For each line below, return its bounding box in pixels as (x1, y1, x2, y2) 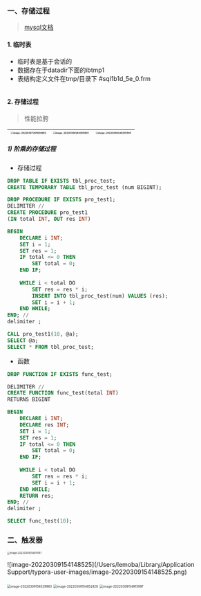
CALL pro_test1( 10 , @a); (7, 331, 79, 338)
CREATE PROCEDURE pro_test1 (7, 209, 88, 216)
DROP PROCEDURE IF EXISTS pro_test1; (7, 196, 116, 204)
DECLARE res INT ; (19, 421, 70, 428)
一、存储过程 (7, 6, 50, 15)
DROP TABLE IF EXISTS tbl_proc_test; (7, 177, 116, 184)
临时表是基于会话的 (17, 57, 73, 65)
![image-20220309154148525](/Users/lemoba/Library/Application (7, 560, 195, 568)
